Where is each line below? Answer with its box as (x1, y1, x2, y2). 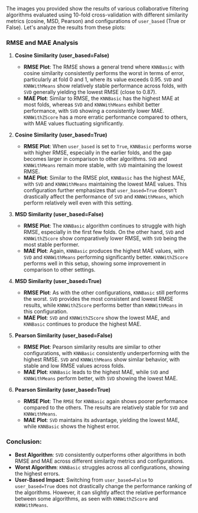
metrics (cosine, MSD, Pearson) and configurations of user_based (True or (6, 18, 186, 24)
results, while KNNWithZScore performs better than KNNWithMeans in (23, 301, 183, 309)
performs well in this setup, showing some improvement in (23, 260, 166, 267)
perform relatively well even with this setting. (23, 199, 133, 206)
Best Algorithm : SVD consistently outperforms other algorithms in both (14, 451, 186, 458)
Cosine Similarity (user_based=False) (14, 52, 109, 59)
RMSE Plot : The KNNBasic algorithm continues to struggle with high (23, 222, 186, 229)
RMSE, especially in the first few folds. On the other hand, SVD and (23, 229, 184, 236)
